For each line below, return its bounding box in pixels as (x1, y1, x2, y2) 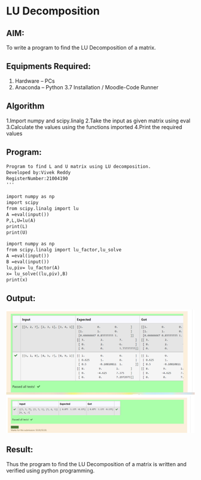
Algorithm (6, 101, 45, 112)
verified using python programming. (6, 467, 95, 474)
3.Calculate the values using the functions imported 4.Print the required (6, 123, 182, 130)
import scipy (6, 200, 39, 206)
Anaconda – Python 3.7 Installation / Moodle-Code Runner (14, 83, 159, 91)
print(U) (6, 230, 28, 236)
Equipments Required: (6, 61, 91, 71)
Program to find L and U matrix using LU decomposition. (6, 164, 151, 170)
